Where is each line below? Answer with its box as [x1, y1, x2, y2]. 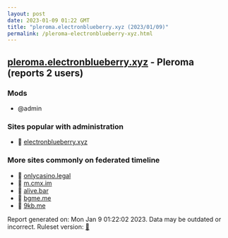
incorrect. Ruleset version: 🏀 [7, 223, 90, 231]
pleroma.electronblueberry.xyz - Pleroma [7, 56, 194, 68]
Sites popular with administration [7, 121, 124, 131]
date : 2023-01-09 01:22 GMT [7, 17, 90, 24]
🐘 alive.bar [17, 186, 49, 194]
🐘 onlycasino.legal [17, 171, 71, 180]
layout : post [7, 10, 46, 18]
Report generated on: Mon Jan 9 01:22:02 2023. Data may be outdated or [7, 215, 222, 223]
